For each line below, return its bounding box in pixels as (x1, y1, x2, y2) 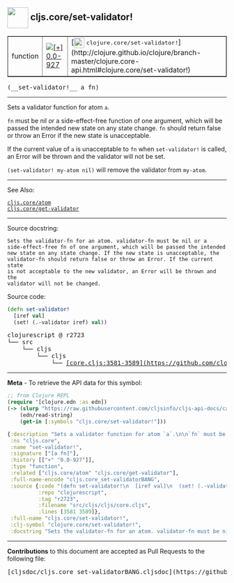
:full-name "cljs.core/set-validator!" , (10, 515, 130, 522)
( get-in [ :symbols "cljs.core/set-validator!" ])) (19, 418, 167, 425)
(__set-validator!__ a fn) (7, 83, 100, 91)
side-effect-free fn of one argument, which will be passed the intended (7, 243, 226, 251)
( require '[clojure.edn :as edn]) (7, 398, 108, 406)
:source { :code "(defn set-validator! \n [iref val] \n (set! (10, 482, 195, 490)
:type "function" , (10, 463, 64, 470)
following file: (7, 554, 46, 563)
